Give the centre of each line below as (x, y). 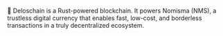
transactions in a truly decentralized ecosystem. (75, 25)
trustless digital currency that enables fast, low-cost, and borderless (105, 18)
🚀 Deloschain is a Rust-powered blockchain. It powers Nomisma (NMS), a (112, 11)
